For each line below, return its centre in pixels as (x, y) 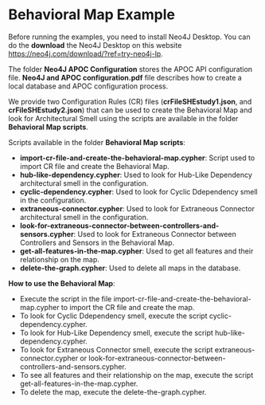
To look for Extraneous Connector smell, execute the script (116, 349)
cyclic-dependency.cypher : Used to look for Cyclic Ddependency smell (138, 191)
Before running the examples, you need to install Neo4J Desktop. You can (129, 37)
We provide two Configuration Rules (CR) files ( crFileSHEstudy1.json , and (130, 101)
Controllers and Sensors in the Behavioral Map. (97, 242)
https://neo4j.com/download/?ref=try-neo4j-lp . (86, 53)
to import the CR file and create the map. (128, 307)
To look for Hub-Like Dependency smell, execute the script (116, 332)
